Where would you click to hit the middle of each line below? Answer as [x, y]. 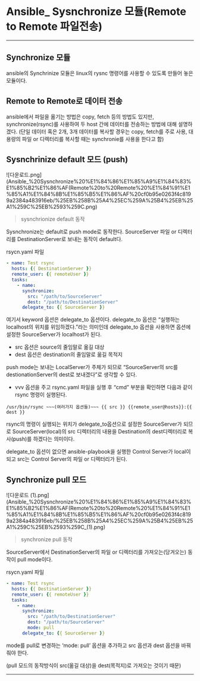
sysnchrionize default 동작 [53, 219]
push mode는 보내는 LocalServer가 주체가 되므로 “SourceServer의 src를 [92, 367]
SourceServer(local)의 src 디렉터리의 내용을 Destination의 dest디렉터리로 [100, 432]
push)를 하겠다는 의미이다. [44, 439]
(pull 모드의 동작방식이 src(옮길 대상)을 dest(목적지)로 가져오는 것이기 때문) [94, 665]
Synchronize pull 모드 [46, 479]
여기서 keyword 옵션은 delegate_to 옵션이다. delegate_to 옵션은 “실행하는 [93, 320]
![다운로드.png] [24, 175]
